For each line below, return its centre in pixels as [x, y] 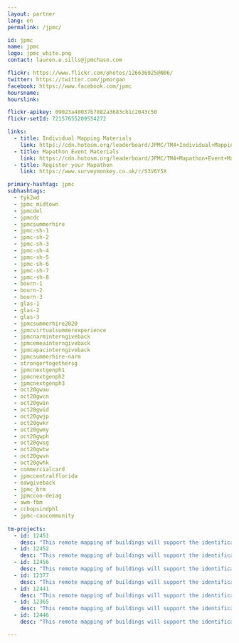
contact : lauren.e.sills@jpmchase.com [65, 60]
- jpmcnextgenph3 [39, 383]
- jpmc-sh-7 [32, 271]
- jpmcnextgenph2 [39, 376]
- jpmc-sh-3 [32, 244]
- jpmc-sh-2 [32, 237]
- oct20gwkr [32, 423]
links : [17, 132]
